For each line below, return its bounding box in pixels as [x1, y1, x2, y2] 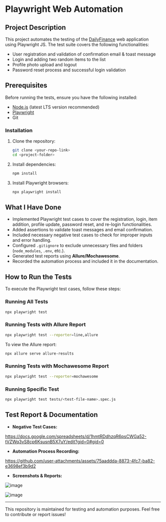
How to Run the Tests [5, 272, 72, 281]
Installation [5, 127, 33, 134]
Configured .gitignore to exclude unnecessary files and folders [12, 243, 143, 249]
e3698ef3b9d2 [5, 463, 36, 469]
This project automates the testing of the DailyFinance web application [5, 36, 149, 42]
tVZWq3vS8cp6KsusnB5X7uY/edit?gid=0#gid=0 [5, 438, 104, 444]
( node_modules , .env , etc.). [12, 248, 65, 254]
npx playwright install [12, 189, 62, 194]
